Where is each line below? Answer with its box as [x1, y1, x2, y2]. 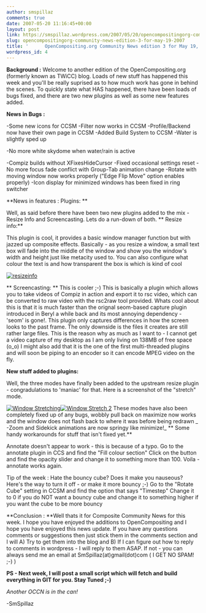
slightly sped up [6, 135, 47, 143]
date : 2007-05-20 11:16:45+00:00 [6, 20, 92, 26]
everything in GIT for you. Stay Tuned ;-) [6, 576, 112, 584]
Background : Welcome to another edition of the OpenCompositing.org [6, 66, 186, 73]
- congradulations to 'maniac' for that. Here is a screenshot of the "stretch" [6, 386, 196, 393]
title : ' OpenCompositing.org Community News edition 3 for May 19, [6, 44, 199, 50]
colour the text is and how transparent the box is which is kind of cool [6, 260, 182, 267]
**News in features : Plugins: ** [6, 197, 88, 205]
